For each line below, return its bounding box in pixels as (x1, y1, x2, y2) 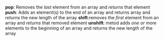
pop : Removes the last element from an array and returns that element (5, 4, 150, 10)
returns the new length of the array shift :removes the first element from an (5, 15, 159, 20)
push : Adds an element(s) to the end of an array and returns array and (5, 9, 150, 15)
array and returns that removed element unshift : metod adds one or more (5, 20, 156, 26)
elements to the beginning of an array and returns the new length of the (5, 25, 153, 31)
